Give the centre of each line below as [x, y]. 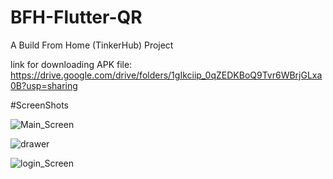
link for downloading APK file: [71, 64]
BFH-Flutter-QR [76, 17]
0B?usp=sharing [44, 85]
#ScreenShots [39, 105]
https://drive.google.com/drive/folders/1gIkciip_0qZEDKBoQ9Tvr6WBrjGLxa [166, 75]
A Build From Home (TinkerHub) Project [92, 45]
